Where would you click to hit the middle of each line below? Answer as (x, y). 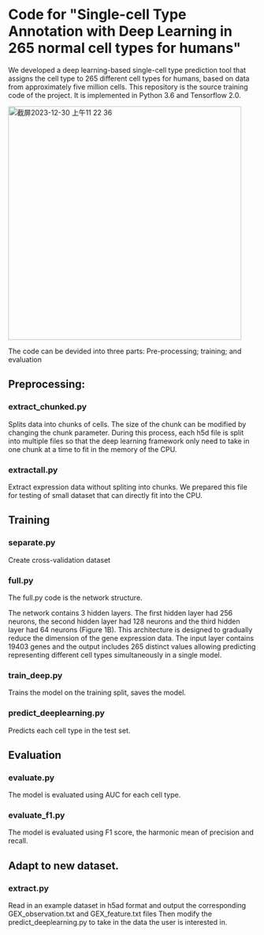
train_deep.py (35, 675)
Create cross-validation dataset (59, 560)
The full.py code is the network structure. (76, 598)
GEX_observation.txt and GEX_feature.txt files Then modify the (110, 914)
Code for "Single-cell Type (97, 15)
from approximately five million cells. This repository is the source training (128, 87)
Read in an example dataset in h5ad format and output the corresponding (127, 906)
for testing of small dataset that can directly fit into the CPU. (105, 495)
